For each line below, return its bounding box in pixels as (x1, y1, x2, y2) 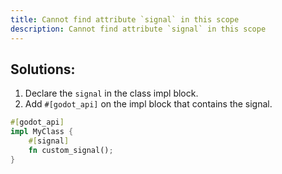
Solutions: (10, 61, 76, 78)
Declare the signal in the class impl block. (24, 87, 199, 100)
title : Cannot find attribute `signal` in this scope (10, 14, 240, 25)
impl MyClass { (10, 127, 74, 137)
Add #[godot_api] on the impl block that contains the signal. (24, 98, 273, 110)
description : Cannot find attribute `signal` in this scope (10, 24, 267, 34)
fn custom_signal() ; (28, 145, 114, 155)
